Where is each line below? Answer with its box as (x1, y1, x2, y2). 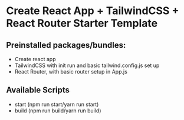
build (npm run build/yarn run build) (14, 107, 101, 114)
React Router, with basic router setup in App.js (14, 68, 128, 75)
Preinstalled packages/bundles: (6, 40, 126, 50)
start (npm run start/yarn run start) (14, 101, 99, 108)
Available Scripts (6, 85, 70, 95)
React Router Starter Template (6, 16, 158, 30)
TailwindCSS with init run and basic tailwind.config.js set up (14, 62, 160, 69)
